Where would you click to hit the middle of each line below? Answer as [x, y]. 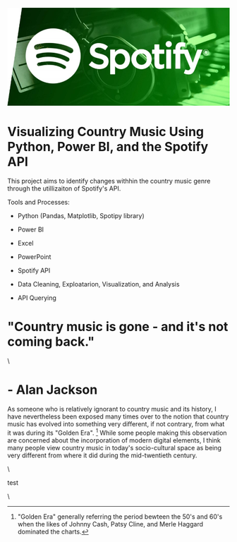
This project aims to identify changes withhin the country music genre [109, 181]
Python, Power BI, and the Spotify [108, 146]
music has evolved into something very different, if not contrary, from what [116, 424]
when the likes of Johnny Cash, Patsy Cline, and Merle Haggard [110, 524]
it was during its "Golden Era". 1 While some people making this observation [117, 433]
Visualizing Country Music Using [106, 132]
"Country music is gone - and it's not [118, 326]
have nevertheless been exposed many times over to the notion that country [118, 416]
